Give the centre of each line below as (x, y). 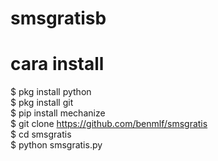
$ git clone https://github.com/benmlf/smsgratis (109, 124)
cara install (57, 64)
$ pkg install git (42, 103)
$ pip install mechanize (58, 113)
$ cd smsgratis (41, 134)
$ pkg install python (51, 92)
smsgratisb (58, 18)
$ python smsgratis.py (56, 145)
